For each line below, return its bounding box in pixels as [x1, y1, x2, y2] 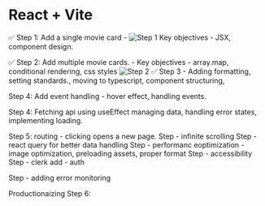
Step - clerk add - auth [8, 157, 85, 167]
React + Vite [8, 6, 93, 24]
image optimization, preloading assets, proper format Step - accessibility [8, 148, 253, 158]
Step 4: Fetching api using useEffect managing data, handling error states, [8, 107, 258, 117]
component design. [8, 41, 74, 51]
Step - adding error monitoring [8, 173, 111, 182]
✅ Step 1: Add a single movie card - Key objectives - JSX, [8, 32, 232, 42]
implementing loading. [8, 115, 83, 125]
